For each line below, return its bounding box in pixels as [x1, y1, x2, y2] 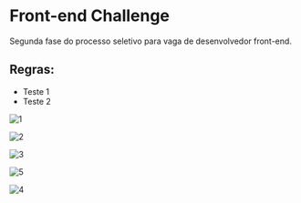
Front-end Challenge [9, 5, 171, 26]
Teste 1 [22, 86, 50, 96]
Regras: [9, 62, 55, 77]
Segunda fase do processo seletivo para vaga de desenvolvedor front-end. [9, 36, 292, 46]
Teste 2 [22, 96, 52, 107]
